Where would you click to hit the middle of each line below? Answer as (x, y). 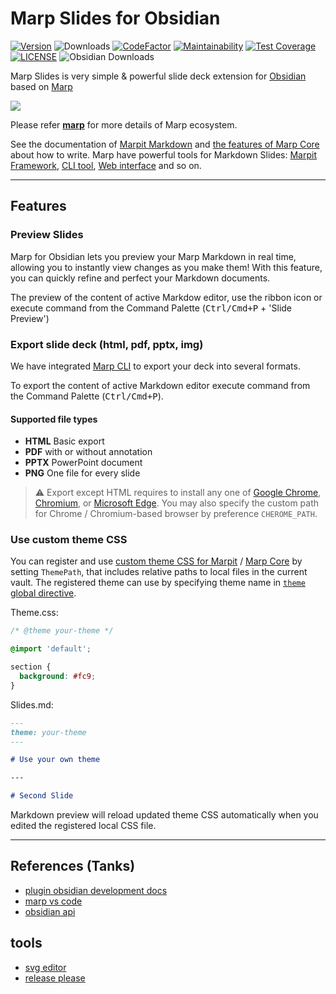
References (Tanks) (73, 866)
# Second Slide (42, 796)
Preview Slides (47, 235)
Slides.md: (32, 704)
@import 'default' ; (51, 649)
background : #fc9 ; (58, 677)
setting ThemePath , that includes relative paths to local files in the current (159, 572)
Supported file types (54, 419)
